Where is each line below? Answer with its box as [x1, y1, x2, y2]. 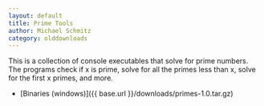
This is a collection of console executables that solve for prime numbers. [8, 56, 249, 66]
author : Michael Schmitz [8, 26, 91, 35]
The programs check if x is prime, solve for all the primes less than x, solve [8, 65, 257, 75]
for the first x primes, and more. [8, 73, 114, 83]
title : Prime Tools [8, 19, 74, 27]
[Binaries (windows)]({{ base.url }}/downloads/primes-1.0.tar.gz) [19, 89, 234, 99]
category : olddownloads [8, 34, 88, 43]
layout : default [8, 11, 63, 20]
